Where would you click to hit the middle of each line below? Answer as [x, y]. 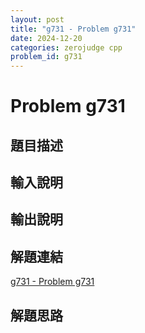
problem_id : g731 [46, 57]
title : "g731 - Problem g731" [73, 29]
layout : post [37, 19]
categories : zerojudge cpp [66, 47]
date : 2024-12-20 [46, 38]
